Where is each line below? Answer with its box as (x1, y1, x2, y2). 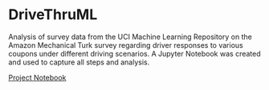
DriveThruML (8, 6, 98, 24)
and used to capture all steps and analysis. (8, 57, 150, 67)
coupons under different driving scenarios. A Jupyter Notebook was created (8, 49, 261, 58)
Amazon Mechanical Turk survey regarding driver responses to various (8, 40, 243, 49)
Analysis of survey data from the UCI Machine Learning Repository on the (8, 32, 253, 41)
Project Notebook (8, 72, 67, 82)
